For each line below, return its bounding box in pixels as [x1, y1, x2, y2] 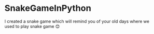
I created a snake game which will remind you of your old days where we [4, 18, 150, 24]
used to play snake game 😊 [4, 23, 60, 29]
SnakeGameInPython [4, 3, 91, 14]
